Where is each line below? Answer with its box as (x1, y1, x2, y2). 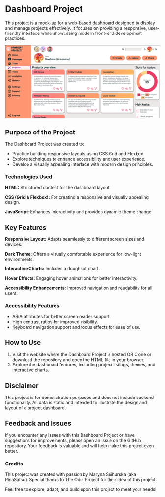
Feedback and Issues (5, 419, 72, 428)
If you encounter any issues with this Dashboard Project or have (5, 432, 135, 438)
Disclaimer (5, 381, 39, 390)
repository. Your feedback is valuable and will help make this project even (5, 442, 154, 449)
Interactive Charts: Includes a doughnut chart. (5, 266, 100, 272)
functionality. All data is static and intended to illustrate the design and (5, 400, 147, 406)
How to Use (5, 338, 41, 347)
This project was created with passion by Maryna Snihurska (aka (5, 471, 136, 477)
